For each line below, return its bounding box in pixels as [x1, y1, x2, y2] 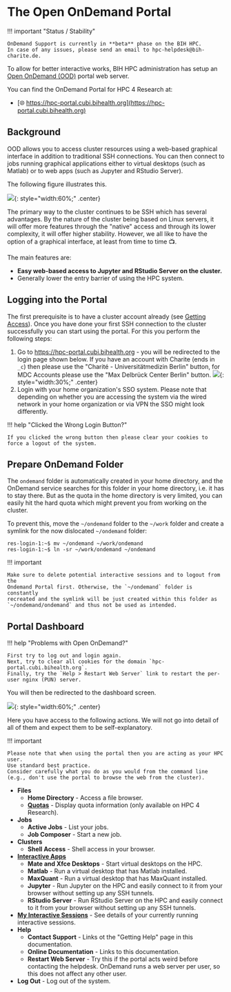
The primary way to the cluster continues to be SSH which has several [7, 208, 207, 216]
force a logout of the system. [7, 439, 97, 447]
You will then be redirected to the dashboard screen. [7, 688, 157, 697]
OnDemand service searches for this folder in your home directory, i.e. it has [7, 484, 225, 493]
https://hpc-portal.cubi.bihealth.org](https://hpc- [26, 98, 165, 107]
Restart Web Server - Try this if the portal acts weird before [27, 955, 199, 963]
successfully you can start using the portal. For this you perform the [7, 327, 201, 335]
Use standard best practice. [7, 762, 91, 769]
